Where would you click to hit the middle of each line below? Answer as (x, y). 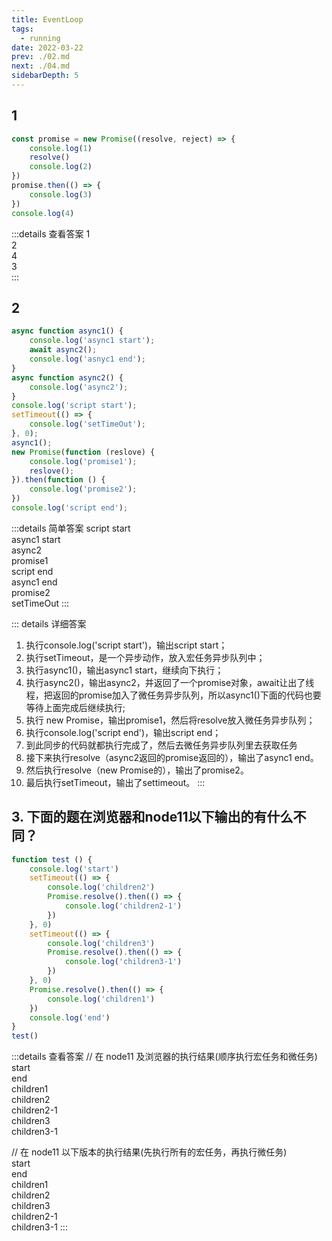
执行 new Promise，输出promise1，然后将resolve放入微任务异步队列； (170, 720)
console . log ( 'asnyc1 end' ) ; (87, 359)
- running (40, 38)
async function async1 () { (67, 331)
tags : (22, 29)
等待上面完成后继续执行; (75, 707)
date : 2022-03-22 (47, 47)
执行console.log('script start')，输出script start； (126, 645)
